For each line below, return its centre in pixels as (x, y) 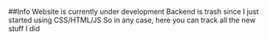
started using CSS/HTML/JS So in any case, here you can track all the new (132, 20)
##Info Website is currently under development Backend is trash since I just (133, 12)
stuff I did (24, 28)
